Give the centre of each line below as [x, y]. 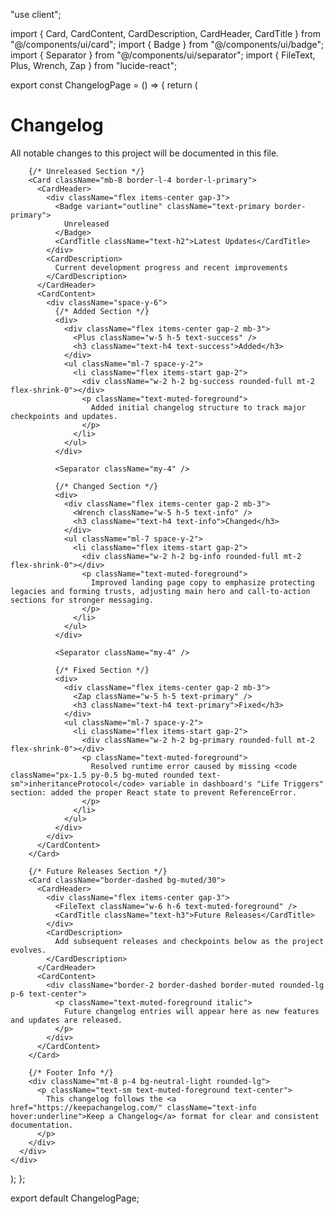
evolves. [28, 950]
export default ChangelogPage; [75, 1198]
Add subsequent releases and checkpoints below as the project [189, 941]
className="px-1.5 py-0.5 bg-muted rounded [102, 775]
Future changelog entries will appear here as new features [191, 1011]
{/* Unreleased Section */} [86, 171]
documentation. [42, 1125]
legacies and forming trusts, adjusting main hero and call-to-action [160, 591]
